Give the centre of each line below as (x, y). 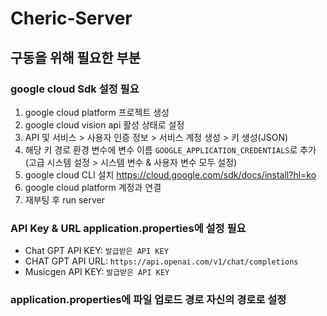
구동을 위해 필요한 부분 (76, 57)
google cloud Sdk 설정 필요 (75, 89)
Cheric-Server (71, 18)
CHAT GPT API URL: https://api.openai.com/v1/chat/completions (161, 261)
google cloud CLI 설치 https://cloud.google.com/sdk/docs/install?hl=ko (170, 174)
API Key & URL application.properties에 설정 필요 (128, 228)
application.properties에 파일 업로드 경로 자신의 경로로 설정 (148, 300)
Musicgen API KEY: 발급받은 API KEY (97, 272)
